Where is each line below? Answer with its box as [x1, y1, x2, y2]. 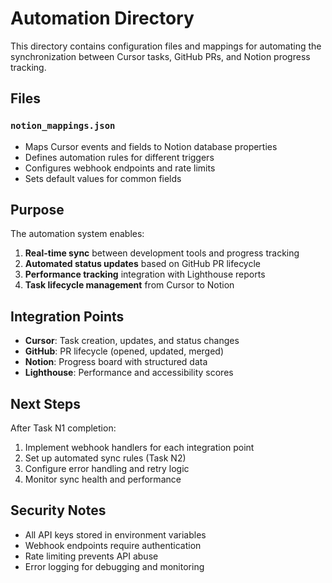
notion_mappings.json [10, 120, 116, 132]
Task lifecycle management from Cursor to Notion [24, 279, 235, 291]
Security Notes [10, 502, 107, 519]
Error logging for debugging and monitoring [24, 560, 205, 572]
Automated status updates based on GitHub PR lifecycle [24, 258, 262, 270]
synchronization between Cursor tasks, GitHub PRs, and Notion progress [10, 50, 311, 62]
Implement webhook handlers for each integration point [24, 442, 255, 454]
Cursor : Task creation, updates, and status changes [24, 335, 240, 347]
